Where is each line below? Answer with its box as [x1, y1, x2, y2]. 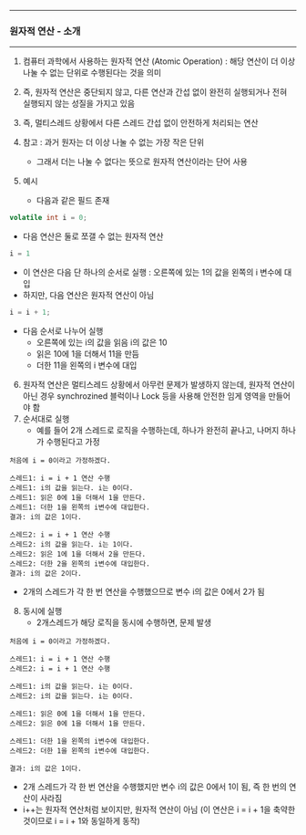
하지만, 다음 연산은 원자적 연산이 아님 [22, 289, 155, 301]
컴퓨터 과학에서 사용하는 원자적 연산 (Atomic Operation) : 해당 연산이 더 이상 [22, 56, 296, 67]
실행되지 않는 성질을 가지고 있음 [22, 98, 135, 110]
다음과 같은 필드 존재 [36, 195, 110, 206]
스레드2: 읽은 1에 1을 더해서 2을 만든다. [9, 549, 147, 558]
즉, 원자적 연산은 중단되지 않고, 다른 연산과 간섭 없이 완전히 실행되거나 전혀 [22, 87, 288, 98]
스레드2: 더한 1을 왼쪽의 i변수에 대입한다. [9, 746, 150, 756]
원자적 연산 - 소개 [9, 25, 81, 37]
